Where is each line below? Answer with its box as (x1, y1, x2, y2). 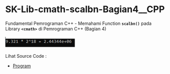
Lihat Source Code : (5, 53, 47, 59)
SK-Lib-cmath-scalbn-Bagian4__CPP (5, 4, 165, 15)
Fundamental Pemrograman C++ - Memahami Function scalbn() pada (5, 20, 152, 26)
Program (12, 62, 31, 69)
